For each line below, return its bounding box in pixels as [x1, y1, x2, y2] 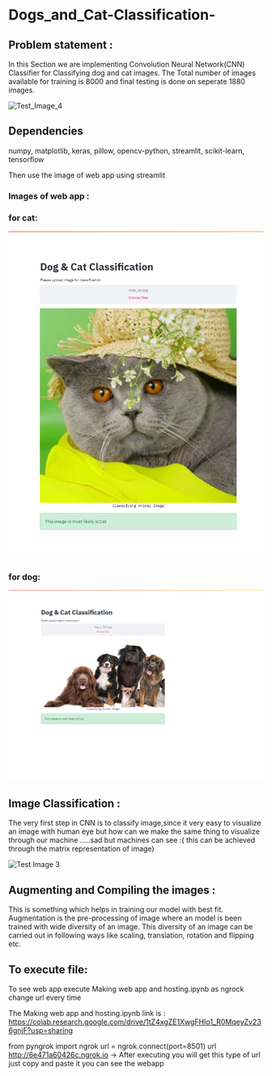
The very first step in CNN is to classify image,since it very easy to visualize [8, 818, 261, 828]
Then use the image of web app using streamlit [8, 170, 166, 180]
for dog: [8, 571, 40, 583]
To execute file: [8, 963, 88, 976]
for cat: [8, 212, 38, 224]
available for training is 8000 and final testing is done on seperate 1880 [8, 77, 245, 86]
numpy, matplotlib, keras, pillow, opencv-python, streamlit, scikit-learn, [8, 146, 245, 156]
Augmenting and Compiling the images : [8, 883, 216, 897]
